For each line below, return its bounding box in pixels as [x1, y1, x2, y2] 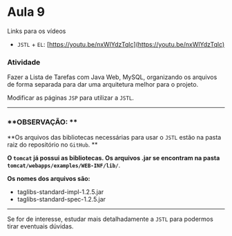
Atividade [7, 57, 41, 67]
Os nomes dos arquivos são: [7, 174, 91, 182]
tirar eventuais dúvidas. [7, 222, 74, 230]
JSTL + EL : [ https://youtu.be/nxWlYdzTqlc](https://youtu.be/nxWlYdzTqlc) [17, 40, 225, 48]
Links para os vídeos [7, 27, 66, 35]
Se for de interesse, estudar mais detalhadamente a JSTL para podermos [7, 215, 214, 223]
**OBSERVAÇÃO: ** [7, 118, 78, 127]
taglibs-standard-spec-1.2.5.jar [17, 195, 106, 203]
